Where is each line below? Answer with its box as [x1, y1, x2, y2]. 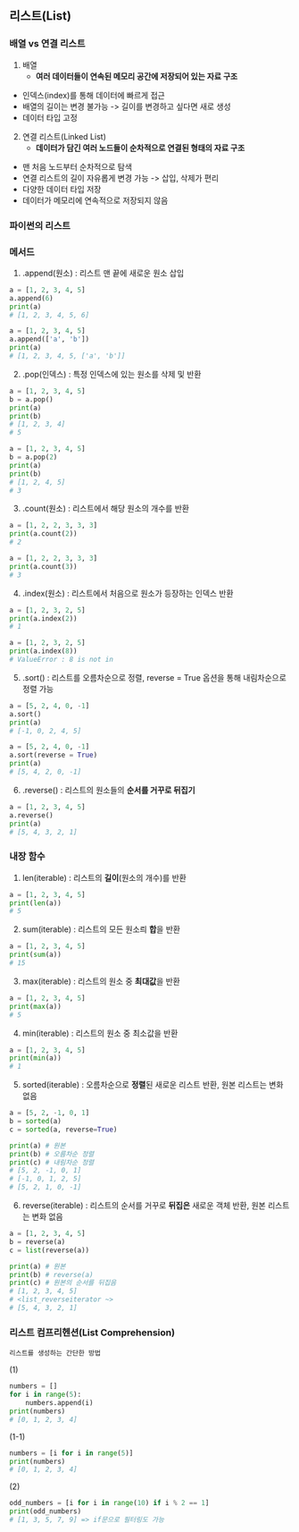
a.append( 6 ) [9, 293, 54, 302]
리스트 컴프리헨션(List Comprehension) [9, 1326, 176, 1339]
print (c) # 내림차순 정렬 [9, 1157, 95, 1167]
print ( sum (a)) [9, 951, 62, 960]
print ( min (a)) [9, 1054, 62, 1062]
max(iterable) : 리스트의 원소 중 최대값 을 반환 [21, 976, 180, 986]
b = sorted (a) [9, 1117, 62, 1126]
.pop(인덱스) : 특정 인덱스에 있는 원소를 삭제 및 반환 [21, 368, 202, 379]
